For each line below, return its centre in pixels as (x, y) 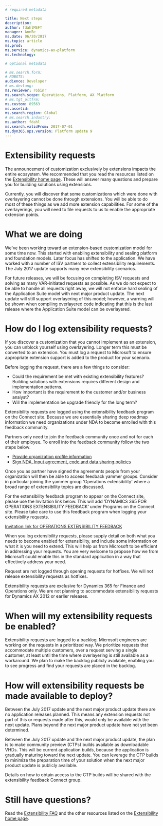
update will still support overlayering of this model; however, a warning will (80, 298)
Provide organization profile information (52, 457)
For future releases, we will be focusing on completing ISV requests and (77, 278)
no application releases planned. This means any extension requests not (78, 714)
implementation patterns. (37, 387)
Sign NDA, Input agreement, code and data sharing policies (72, 462)
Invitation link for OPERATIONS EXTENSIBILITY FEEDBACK (64, 527)
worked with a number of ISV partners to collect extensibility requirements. (80, 263)
